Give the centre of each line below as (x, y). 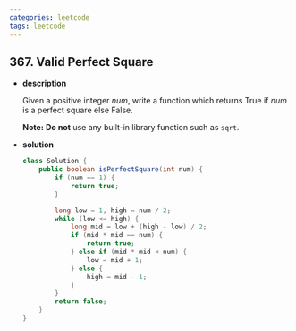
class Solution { (55, 161)
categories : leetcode (50, 17)
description (44, 83)
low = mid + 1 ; (114, 260)
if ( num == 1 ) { (85, 178)
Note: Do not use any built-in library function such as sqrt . (131, 128)
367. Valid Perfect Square (81, 62)
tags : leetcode (38, 26)
